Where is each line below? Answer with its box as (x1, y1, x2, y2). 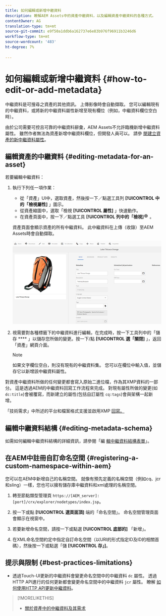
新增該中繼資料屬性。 (25, 368, 69, 374)
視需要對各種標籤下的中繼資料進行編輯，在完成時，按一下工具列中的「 (12, 330, 156, 336)
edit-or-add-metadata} (5, 84, 103, 95)
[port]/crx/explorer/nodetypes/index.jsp (12, 500, 99, 504)
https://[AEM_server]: (53, 493, 100, 498)
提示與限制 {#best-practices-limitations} (5, 559, 133, 567)
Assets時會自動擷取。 (12, 230, 57, 236)
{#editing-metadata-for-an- (65, 152, 154, 161)
